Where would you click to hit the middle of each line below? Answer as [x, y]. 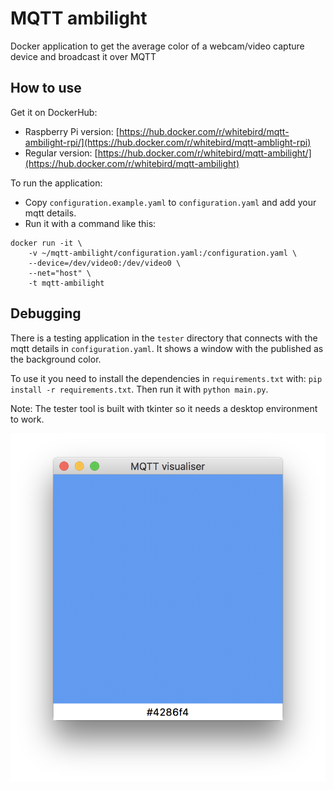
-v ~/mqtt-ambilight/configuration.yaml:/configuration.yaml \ [163, 253]
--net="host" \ [60, 273]
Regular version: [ [61, 153]
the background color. [56, 359]
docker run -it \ [46, 243]
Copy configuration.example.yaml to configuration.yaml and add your [170, 202]
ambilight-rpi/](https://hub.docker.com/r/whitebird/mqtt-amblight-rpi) [168, 142]
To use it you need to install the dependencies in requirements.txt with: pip [166, 378]
